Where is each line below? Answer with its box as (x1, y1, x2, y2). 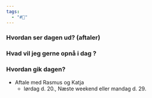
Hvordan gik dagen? (6, 66, 66, 74)
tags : (6, 8, 20, 15)
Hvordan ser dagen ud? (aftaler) (6, 34, 101, 42)
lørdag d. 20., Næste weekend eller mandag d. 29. (23, 85, 147, 92)
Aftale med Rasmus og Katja (14, 79, 84, 86)
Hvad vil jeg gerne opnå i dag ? (6, 50, 97, 58)
